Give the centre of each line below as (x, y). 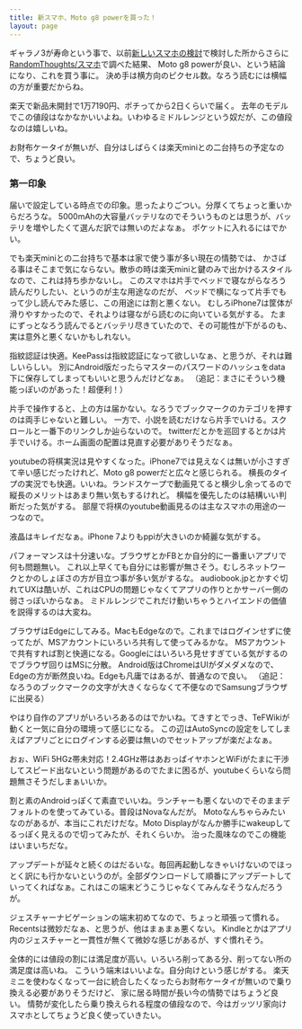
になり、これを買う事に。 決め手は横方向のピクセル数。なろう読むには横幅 (148, 75)
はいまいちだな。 (41, 845)
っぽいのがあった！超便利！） (72, 389)
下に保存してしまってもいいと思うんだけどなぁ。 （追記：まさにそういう (143, 377)
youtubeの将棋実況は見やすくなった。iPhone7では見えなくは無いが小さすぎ (150, 461)
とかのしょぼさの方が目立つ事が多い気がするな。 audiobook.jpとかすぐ (148, 578)
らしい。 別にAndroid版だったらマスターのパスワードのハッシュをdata (155, 367)
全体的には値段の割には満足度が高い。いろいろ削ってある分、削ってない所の (151, 959)
